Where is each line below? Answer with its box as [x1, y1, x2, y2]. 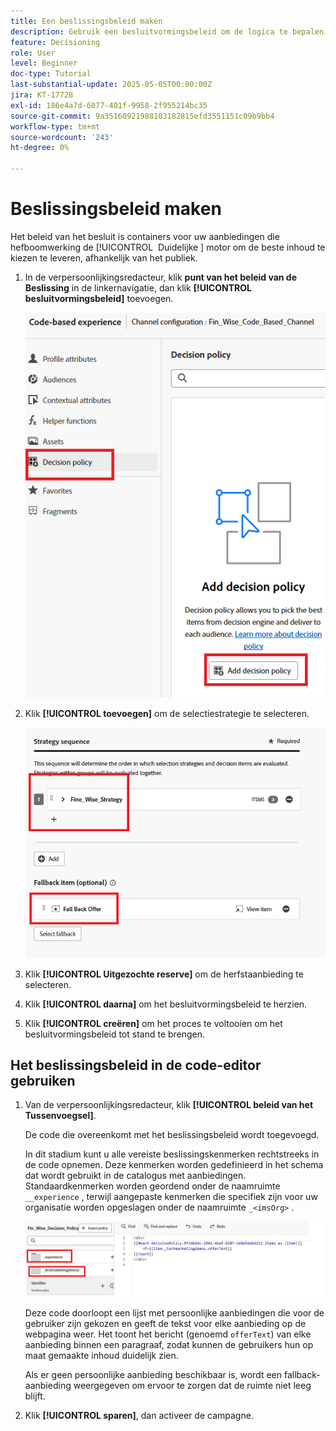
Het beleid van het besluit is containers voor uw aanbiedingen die [10, 230, 280, 242]
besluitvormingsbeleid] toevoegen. [24, 292, 174, 304]
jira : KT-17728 [10, 90, 74, 100]
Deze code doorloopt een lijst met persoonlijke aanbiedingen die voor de [24, 1307, 325, 1319]
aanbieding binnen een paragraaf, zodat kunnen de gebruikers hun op [24, 1339, 314, 1351]
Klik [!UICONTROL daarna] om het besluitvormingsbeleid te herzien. [24, 998, 308, 1010]
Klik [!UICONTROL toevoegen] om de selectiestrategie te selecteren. [24, 707, 310, 719]
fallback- [283, 1369, 321, 1381]
